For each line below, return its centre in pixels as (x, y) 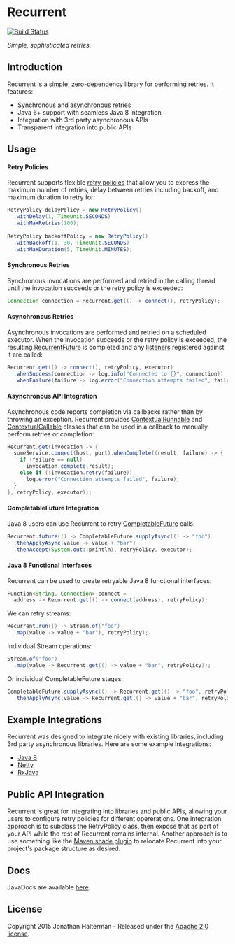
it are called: (25, 355)
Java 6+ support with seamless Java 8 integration (90, 112)
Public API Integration (56, 794)
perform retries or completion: (51, 434)
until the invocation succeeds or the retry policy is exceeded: (95, 288)
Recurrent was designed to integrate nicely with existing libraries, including (115, 737)
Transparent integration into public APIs (74, 127)
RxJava (28, 773)
